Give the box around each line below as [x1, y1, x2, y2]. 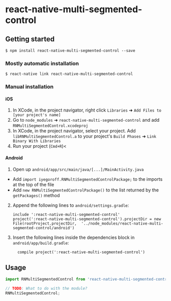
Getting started [5, 35, 55, 43]
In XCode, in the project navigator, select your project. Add [12, 128, 136, 134]
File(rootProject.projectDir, [12, 221, 77, 226]
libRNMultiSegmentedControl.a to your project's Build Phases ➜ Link [12, 133, 157, 140]
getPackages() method [12, 192, 60, 198]
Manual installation [5, 83, 54, 90]
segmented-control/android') [12, 225, 75, 230]
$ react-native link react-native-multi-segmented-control [5, 71, 133, 77]
